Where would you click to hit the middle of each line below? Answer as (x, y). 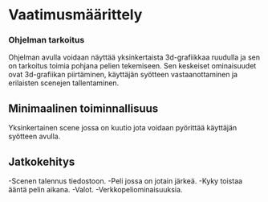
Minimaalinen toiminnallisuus (83, 108)
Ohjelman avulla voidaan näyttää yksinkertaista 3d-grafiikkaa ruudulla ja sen (134, 57)
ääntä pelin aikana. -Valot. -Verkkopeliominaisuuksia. (95, 190)
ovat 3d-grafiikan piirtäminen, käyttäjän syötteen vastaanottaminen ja (123, 75)
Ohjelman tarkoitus (47, 40)
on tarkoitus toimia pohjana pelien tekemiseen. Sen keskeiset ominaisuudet (132, 66)
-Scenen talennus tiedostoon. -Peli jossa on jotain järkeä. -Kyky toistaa (126, 181)
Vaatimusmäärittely (75, 15)
